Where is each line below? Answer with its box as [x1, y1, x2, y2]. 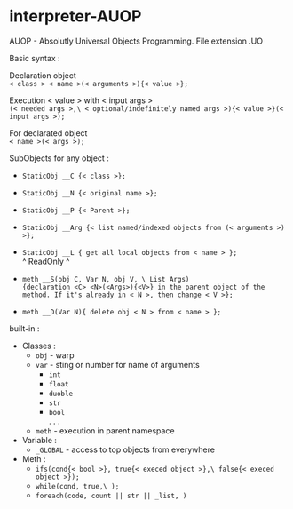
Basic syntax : [9, 52, 60, 63]
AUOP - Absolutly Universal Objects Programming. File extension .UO [9, 36, 264, 46]
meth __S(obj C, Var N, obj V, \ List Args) [21, 274, 190, 283]
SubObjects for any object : [9, 153, 109, 163]
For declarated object [9, 127, 88, 139]
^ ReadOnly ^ [21, 256, 70, 266]
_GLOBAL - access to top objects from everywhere [35, 444, 216, 455]
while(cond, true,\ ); [35, 481, 120, 490]
